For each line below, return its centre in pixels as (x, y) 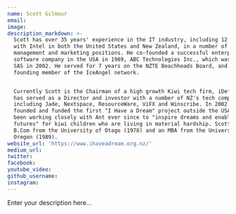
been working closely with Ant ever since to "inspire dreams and (113, 118)
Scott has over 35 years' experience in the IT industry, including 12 (121, 40)
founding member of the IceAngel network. (77, 72)
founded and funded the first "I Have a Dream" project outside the (116, 111)
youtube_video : (29, 170)
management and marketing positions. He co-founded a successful (111, 53)
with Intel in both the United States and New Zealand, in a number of (121, 46)
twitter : (20, 156)
